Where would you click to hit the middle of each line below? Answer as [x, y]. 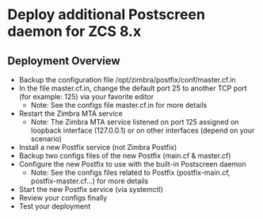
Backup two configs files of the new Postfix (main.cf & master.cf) [125, 156]
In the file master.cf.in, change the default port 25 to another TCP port [133, 88]
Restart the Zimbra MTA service [71, 113]
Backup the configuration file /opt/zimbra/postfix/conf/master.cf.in [127, 80]
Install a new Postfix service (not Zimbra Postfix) [98, 147]
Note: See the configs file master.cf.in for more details [119, 105]
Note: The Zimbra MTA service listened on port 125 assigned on [135, 122]
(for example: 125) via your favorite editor [86, 96]
